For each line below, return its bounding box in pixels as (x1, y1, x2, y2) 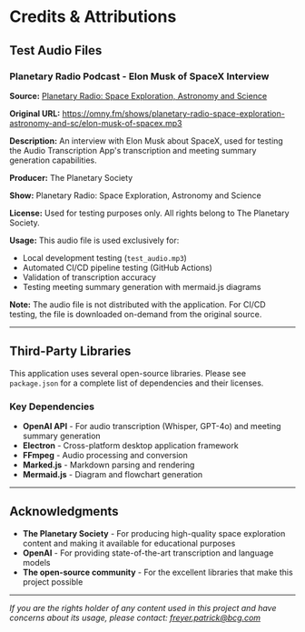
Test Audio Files (9, 43, 103, 58)
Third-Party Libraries (9, 344, 132, 359)
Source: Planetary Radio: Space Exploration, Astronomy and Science (9, 90, 268, 101)
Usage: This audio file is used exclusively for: (9, 235, 180, 246)
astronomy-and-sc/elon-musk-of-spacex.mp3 (9, 117, 182, 128)
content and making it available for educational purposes (22, 537, 236, 548)
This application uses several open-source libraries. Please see (9, 367, 247, 378)
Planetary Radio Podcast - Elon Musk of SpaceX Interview (9, 70, 270, 83)
